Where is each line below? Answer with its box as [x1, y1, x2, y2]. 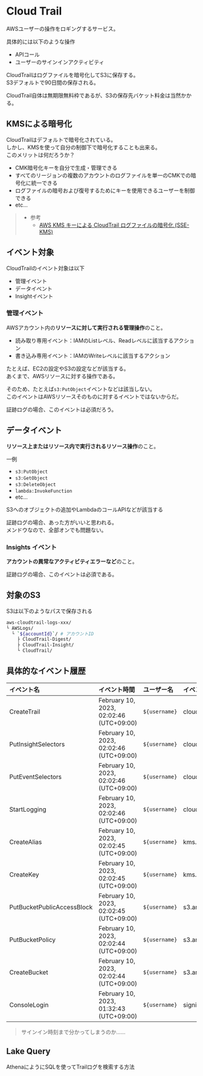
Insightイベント [14, 292, 54, 299]
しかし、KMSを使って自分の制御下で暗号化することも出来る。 [6, 144, 161, 151]
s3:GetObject [14, 475, 48, 481]
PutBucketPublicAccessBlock [9, 903, 93, 911]
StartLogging [9, 805, 47, 814]
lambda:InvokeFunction [14, 488, 72, 494]
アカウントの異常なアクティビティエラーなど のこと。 [6, 558, 138, 565]
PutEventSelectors [9, 772, 62, 781]
